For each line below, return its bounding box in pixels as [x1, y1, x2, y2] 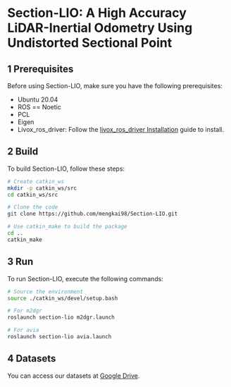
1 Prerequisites [7, 63, 74, 75]
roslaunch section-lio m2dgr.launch [7, 314, 115, 321]
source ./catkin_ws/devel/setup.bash [7, 295, 118, 302]
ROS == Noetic [17, 103, 61, 111]
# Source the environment [7, 288, 83, 295]
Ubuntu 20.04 [17, 95, 58, 104]
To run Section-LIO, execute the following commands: [7, 274, 163, 283]
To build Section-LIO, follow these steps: [7, 164, 125, 173]
